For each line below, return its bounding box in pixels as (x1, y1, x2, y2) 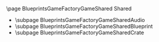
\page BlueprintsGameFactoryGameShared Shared (6, 5, 132, 12)
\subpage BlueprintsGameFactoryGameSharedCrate (14, 29, 145, 36)
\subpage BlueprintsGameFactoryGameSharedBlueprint (14, 23, 153, 30)
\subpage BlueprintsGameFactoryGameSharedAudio (14, 17, 145, 23)
